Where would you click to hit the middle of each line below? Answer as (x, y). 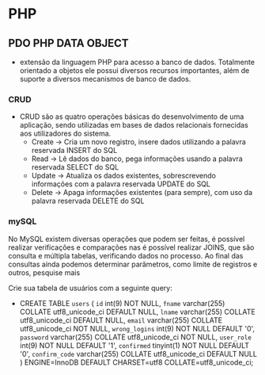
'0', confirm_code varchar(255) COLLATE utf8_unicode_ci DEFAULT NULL (138, 354)
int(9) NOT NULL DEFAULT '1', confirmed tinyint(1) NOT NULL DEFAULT (134, 345)
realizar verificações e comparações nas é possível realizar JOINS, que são (131, 247)
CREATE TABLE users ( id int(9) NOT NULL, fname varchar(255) (122, 303)
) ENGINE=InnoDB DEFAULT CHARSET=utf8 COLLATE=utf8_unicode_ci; (136, 362)
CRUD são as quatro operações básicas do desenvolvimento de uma (132, 117)
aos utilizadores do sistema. (65, 134)
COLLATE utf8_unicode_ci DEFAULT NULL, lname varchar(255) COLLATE (137, 312)
